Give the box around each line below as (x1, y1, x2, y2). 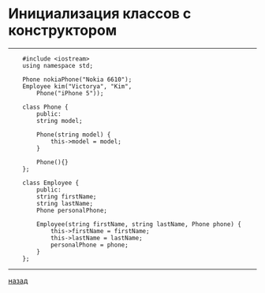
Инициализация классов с (8, 5, 192, 23)
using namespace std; (22, 61, 93, 69)
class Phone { (22, 103, 69, 111)
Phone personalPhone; (36, 206, 108, 214)
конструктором (8, 21, 117, 39)
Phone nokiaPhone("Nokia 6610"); (22, 76, 132, 83)
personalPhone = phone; (50, 241, 129, 249)
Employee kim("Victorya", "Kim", (22, 82, 132, 91)
